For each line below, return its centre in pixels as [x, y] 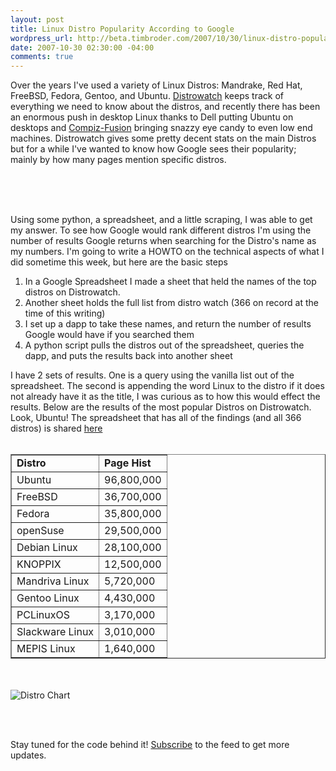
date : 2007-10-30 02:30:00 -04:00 [82, 47]
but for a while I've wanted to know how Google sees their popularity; [153, 149]
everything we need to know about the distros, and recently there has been [165, 107]
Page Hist [128, 463]
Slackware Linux [55, 632]
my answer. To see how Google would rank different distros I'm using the [161, 230]
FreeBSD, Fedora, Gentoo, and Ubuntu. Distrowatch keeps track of [147, 96]
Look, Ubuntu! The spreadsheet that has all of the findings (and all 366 [156, 418]
